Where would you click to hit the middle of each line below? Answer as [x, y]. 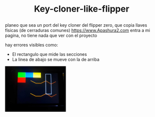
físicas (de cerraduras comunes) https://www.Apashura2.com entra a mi [78, 31]
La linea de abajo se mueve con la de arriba [56, 60]
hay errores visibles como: [32, 45]
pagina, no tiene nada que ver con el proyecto [51, 35]
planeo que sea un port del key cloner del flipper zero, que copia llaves [76, 25]
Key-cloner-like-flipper [82, 9]
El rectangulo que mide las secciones [50, 54]
